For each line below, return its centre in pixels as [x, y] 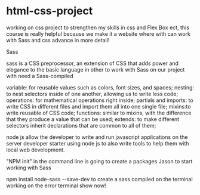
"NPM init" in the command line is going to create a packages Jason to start [99, 161]
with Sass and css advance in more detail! [58, 40]
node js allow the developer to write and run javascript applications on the [97, 137]
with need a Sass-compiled [40, 76]
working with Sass [29, 168]
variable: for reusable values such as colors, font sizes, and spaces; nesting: [100, 87]
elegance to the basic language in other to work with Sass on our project [96, 69]
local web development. [36, 150]
